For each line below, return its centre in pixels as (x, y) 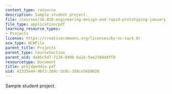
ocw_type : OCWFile (25, 43)
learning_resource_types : (33, 29)
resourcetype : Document (31, 62)
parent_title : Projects (31, 48)
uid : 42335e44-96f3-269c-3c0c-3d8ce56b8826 (52, 72)
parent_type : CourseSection (35, 52)
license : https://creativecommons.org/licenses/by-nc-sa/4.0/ (73, 39)
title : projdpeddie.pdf (31, 67)
